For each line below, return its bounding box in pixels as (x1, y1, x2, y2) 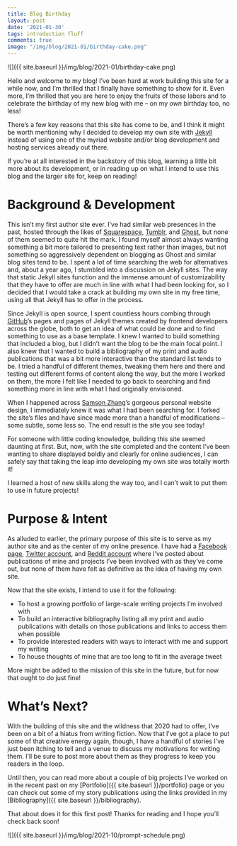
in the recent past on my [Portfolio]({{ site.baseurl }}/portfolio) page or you (7, 781, 225, 789)
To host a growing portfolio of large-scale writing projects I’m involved (17, 599, 223, 608)
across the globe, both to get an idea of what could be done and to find (7, 324, 216, 333)
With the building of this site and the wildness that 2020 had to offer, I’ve (7, 721, 219, 730)
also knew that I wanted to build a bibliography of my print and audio (7, 347, 207, 355)
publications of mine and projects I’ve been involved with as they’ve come (7, 557, 224, 565)
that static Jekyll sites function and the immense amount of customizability (7, 272, 226, 281)
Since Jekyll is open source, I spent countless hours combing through (7, 309, 211, 318)
